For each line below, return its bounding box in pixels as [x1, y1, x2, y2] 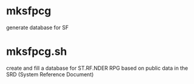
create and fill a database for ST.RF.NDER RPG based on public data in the [6, 64, 189, 71]
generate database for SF [6, 24, 69, 31]
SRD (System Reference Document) [6, 70, 94, 78]
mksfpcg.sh [6, 45, 67, 58]
